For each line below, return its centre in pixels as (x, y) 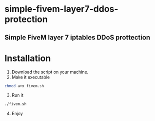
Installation (28, 58)
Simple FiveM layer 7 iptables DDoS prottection (77, 37)
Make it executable (30, 77)
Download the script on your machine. (50, 72)
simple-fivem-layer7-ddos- (61, 9)
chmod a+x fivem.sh (24, 86)
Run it (18, 95)
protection (26, 19)
